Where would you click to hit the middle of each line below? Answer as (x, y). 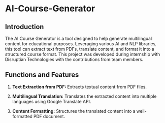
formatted (22, 116)
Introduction (25, 27)
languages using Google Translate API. (51, 101)
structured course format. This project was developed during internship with (82, 54)
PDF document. (49, 116)
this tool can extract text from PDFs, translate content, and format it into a (80, 49)
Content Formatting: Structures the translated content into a (74, 111)
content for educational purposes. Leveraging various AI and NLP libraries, (81, 44)
